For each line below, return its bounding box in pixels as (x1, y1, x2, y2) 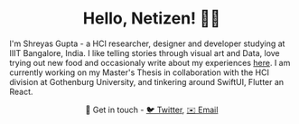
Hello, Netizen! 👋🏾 (82, 8, 221, 29)
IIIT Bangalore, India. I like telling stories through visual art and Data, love (9, 47, 280, 58)
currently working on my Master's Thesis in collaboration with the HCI (9, 67, 269, 78)
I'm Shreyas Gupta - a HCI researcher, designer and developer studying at (9, 38, 285, 49)
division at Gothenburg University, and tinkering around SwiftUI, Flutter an (9, 76, 285, 87)
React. (9, 86, 33, 97)
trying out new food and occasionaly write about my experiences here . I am (9, 57, 291, 68)
